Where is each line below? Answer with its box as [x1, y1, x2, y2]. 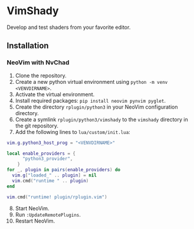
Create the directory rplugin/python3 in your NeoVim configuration [15, 103, 178, 110]
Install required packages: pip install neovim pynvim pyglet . [15, 97, 166, 104]
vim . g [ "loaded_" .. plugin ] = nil [12, 172, 97, 178]
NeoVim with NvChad [6, 58, 70, 67]
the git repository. [15, 122, 58, 129]
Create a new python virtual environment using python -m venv [15, 78, 168, 85]
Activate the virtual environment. [15, 90, 95, 98]
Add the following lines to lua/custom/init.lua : [15, 128, 130, 135]
